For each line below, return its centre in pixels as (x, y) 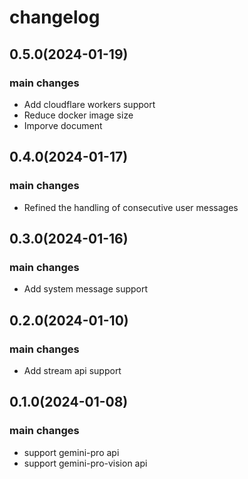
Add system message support (86, 289)
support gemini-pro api (71, 452)
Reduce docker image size (78, 115)
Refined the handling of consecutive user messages (131, 207)
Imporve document (63, 125)
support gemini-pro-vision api (85, 463)
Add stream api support (72, 370)
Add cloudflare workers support (89, 104)
